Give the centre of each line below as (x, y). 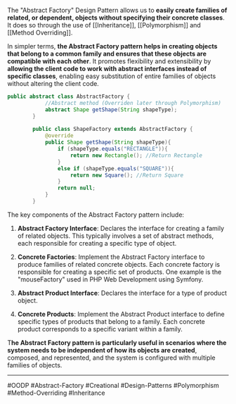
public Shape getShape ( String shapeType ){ (108, 143)
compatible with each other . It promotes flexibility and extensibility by (109, 61)
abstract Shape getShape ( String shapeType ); (111, 109)
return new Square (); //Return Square (127, 175)
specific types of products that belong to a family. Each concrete (111, 321)
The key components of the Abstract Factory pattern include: (96, 215)
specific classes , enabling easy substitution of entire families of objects (112, 76)
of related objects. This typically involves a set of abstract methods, (116, 236)
